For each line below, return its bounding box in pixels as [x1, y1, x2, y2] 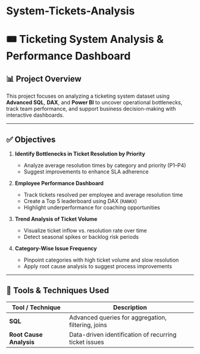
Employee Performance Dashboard [14, 180, 104, 187]
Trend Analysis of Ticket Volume [14, 216, 98, 222]
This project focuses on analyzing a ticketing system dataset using [6, 92, 170, 100]
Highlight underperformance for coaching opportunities [23, 204, 161, 211]
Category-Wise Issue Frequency [14, 245, 97, 251]
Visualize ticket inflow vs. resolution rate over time [23, 227, 147, 234]
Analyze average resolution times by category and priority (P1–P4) [23, 162, 186, 169]
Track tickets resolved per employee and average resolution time [23, 191, 183, 198]
